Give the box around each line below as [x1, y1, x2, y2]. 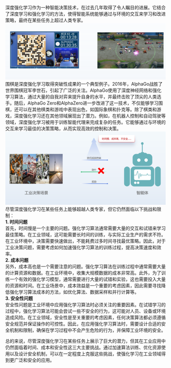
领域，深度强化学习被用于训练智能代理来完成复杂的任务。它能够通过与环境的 [5, 119, 166, 125]
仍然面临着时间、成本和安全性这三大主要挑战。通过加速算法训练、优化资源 [5, 345, 161, 351]
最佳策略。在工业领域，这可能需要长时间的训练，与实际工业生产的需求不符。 [5, 231, 166, 238]
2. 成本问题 [5, 257, 29, 264]
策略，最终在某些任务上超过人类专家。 [5, 17, 85, 23]
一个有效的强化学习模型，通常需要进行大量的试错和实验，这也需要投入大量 [9, 276, 166, 282]
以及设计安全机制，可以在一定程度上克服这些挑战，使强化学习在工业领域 [9, 351, 161, 357]
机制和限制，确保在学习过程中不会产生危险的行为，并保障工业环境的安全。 [9, 327, 166, 333]
